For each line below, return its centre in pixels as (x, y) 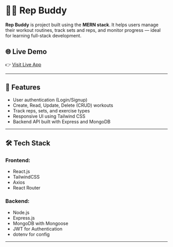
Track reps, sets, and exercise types (51, 110)
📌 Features (23, 88)
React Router (27, 188)
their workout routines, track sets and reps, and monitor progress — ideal (83, 30)
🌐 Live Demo (26, 52)
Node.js (21, 212)
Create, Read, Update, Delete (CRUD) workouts (63, 105)
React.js (21, 172)
